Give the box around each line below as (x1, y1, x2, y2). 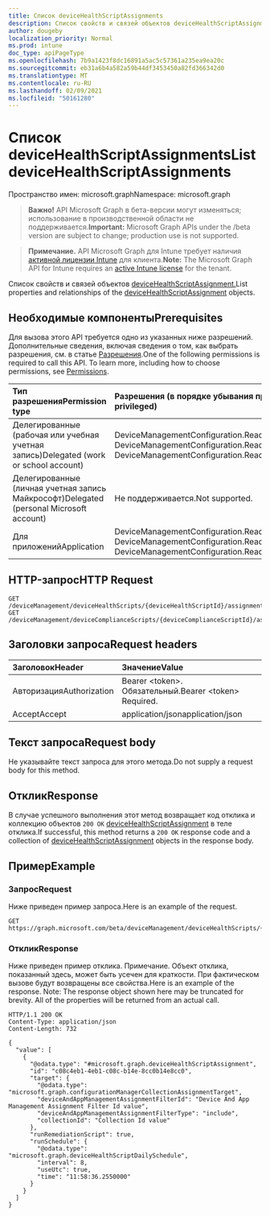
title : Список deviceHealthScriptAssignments (8, 11, 163, 20)
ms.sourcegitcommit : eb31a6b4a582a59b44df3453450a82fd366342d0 (8, 64, 225, 72)
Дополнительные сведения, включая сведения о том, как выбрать (8, 341, 239, 350)
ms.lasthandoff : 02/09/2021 (8, 86, 103, 95)
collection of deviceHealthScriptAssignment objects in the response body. (8, 836, 255, 846)
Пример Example (8, 859, 96, 873)
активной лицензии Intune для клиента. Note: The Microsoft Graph (27, 255, 253, 265)
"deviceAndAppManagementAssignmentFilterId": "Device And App (37, 1095, 250, 1103)
